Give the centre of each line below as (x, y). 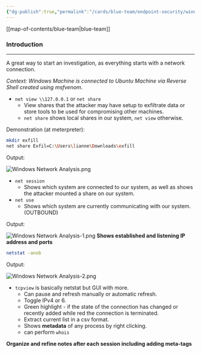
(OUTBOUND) (41, 212)
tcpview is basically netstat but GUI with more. (72, 287)
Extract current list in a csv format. (66, 319)
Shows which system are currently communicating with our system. (107, 206)
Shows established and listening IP (141, 235)
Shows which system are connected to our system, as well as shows (108, 187)
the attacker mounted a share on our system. (79, 193)
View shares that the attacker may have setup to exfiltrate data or (104, 105)
